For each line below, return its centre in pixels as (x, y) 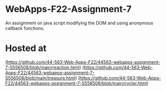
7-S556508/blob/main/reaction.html (42, 67)
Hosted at (26, 48)
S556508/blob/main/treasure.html (40, 78)
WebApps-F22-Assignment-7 (68, 9)
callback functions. (25, 28)
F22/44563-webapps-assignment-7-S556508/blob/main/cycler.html (76, 83)
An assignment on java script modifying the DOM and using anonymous (79, 23)
